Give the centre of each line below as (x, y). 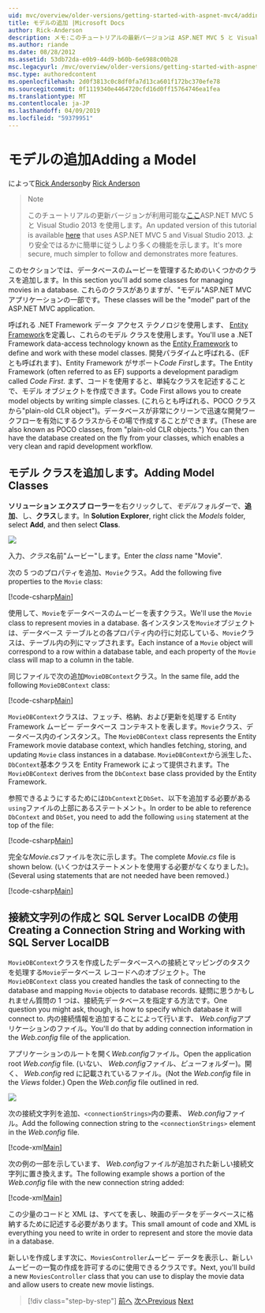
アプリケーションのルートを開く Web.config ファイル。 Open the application (130, 1054)
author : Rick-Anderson (45, 30)
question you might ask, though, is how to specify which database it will (125, 1009)
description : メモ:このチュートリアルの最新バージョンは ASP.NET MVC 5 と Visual (133, 38)
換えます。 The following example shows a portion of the (134, 1174)
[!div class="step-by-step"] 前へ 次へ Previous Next (110, 1301)
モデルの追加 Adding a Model (102, 160)
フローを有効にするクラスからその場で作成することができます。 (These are (136, 420)
